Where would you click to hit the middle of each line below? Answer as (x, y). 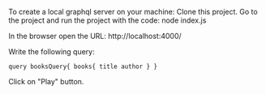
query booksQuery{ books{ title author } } (83, 66)
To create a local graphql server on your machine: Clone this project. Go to (133, 12)
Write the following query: (51, 51)
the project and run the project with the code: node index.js (107, 20)
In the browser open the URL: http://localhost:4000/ (95, 36)
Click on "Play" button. (46, 81)
